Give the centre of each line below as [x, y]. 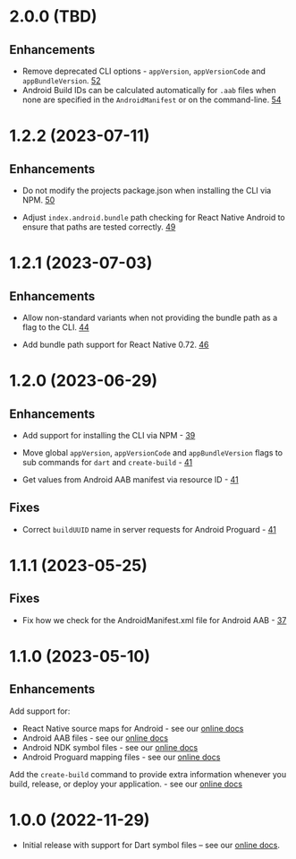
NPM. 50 [38, 200]
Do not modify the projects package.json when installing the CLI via [147, 191]
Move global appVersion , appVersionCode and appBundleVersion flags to [152, 453]
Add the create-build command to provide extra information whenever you [148, 774]
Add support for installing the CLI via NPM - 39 [109, 435]
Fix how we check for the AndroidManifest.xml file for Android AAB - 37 [154, 620]
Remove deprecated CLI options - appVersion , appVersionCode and [144, 71]
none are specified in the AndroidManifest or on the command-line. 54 [152, 100]
